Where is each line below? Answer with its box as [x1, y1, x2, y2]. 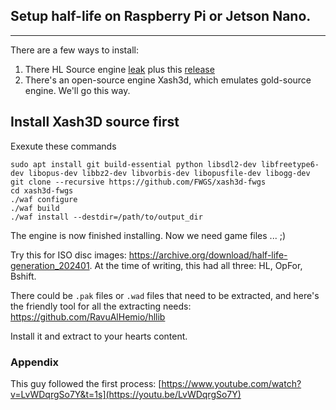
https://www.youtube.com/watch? [161, 377, 302, 389]
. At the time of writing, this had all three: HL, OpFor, [89, 259, 303, 271]
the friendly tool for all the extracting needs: [10, 300, 192, 312]
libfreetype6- [260, 159, 320, 169]
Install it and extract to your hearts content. [10, 330, 188, 342]
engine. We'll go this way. [24, 84, 131, 96]
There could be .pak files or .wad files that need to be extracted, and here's [10, 289, 320, 301]
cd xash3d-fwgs [10, 185, 74, 196]
